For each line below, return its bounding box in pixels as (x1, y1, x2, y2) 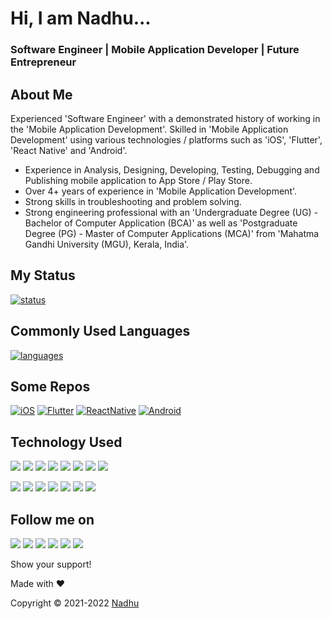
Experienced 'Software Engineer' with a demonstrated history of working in (10, 112, 321, 124)
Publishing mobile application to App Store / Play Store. (24, 174, 253, 186)
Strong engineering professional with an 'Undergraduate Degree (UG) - (24, 206, 319, 218)
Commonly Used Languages (10, 323, 191, 340)
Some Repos (10, 378, 91, 395)
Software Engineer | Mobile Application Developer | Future (10, 43, 300, 57)
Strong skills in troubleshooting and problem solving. (24, 195, 242, 207)
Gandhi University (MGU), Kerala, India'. (24, 238, 190, 250)
